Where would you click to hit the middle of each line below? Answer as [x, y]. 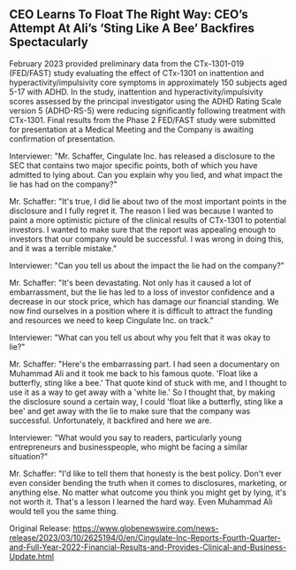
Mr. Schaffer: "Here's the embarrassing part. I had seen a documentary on [144, 364]
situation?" [29, 456]
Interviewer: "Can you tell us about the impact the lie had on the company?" [147, 266]
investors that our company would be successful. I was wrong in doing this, [147, 239]
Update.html [32, 556]
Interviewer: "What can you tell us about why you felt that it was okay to [140, 337]
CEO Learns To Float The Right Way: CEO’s [129, 15]
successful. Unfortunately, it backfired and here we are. [110, 420]
